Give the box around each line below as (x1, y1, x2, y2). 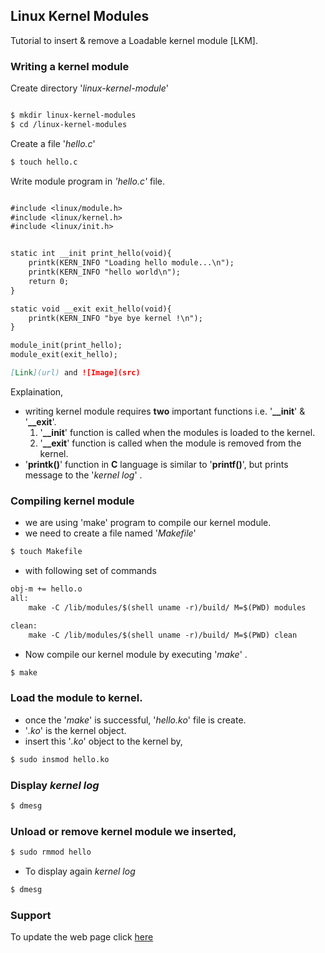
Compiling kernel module (10, 494, 135, 508)
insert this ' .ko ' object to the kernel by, (24, 735, 183, 747)
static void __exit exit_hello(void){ (10, 304, 172, 314)
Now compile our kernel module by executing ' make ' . (24, 648, 248, 660)
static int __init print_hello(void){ (10, 249, 172, 259)
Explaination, (10, 385, 64, 398)
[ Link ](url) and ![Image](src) (10, 368, 141, 378)
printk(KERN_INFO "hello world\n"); (28, 267, 182, 278)
